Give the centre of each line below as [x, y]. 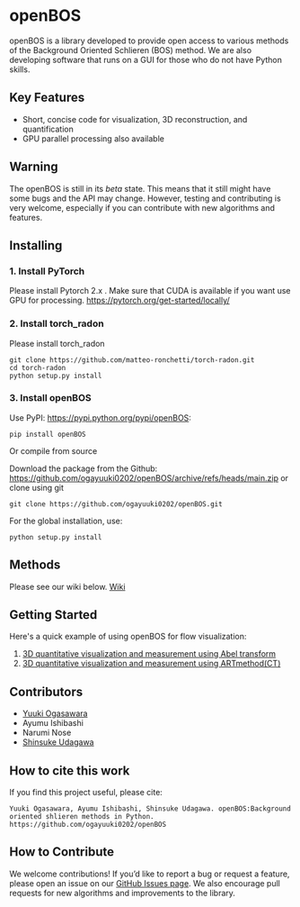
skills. [20, 69]
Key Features [47, 98]
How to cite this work [70, 771]
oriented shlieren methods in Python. [82, 817]
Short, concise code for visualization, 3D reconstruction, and [135, 119]
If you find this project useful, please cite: [86, 793]
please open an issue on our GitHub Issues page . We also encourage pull [145, 883]
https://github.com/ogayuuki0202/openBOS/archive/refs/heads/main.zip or [149, 477]
